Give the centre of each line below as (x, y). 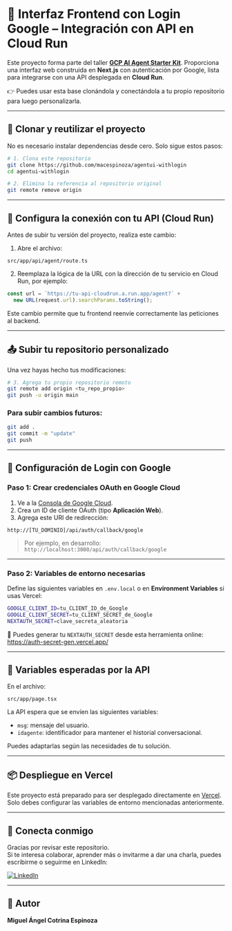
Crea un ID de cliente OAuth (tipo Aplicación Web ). (90, 510)
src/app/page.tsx (32, 699)
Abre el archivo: (40, 248)
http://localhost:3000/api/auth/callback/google (95, 549)
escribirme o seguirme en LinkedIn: (58, 862)
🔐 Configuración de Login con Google (89, 468)
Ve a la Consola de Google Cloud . (65, 503)
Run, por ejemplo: (42, 281)
